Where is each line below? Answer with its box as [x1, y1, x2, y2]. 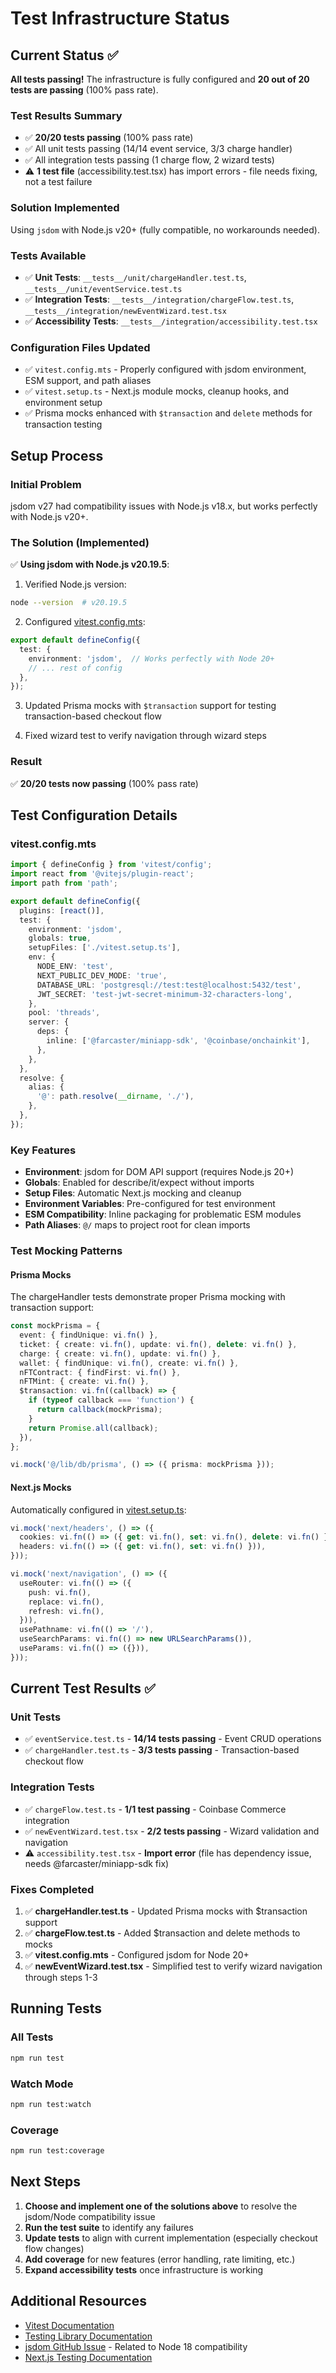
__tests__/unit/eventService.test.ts [24, 284, 183, 294]
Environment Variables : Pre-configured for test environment [24, 1198, 276, 1210]
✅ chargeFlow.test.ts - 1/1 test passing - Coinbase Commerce [24, 1803, 287, 1815]
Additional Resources [10, 2293, 147, 2310]
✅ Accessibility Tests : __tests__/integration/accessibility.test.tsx [24, 315, 318, 327]
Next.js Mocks [10, 1481, 72, 1493]
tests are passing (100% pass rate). [10, 84, 159, 96]
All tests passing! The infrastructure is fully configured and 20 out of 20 [10, 73, 310, 85]
